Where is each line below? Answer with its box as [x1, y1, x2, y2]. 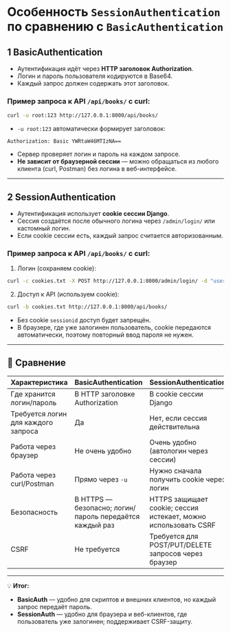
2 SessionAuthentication [7, 191, 116, 203]
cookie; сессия [149, 503, 199, 513]
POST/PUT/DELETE [149, 540, 212, 549]
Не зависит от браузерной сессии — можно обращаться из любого [16, 157, 219, 166]
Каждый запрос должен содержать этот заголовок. [16, 79, 170, 87]
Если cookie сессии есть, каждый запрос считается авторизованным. [16, 231, 223, 239]
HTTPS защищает [149, 494, 208, 504]
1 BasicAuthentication [7, 46, 103, 58]
